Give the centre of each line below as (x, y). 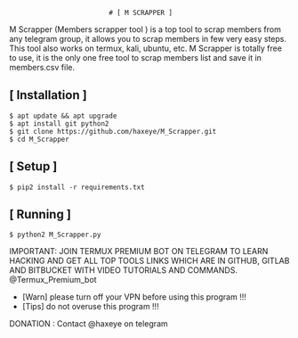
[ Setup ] (33, 166)
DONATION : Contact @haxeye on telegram (89, 324)
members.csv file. (42, 67)
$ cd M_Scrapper (39, 139)
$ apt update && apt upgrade (63, 116)
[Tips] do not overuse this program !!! (90, 307)
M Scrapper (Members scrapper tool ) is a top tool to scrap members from (145, 29)
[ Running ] (40, 214)
